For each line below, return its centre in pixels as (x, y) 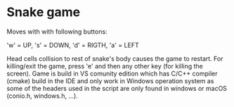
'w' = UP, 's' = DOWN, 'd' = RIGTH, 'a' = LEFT (73, 45)
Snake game (44, 12)
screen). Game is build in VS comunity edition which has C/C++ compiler (112, 73)
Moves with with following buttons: (57, 31)
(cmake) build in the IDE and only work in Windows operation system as (110, 80)
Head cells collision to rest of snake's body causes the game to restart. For (115, 58)
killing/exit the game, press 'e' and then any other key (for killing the (105, 66)
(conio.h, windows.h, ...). (42, 96)
